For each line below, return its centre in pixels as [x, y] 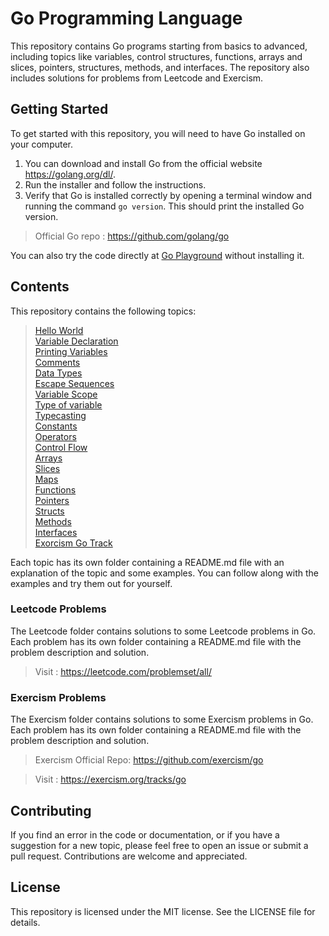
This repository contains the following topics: [103, 311]
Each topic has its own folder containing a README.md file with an [147, 562]
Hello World [59, 330]
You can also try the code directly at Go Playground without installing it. [157, 255]
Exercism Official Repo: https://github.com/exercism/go [149, 760]
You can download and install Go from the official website [143, 163]
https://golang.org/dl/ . [70, 174]
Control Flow [61, 447]
